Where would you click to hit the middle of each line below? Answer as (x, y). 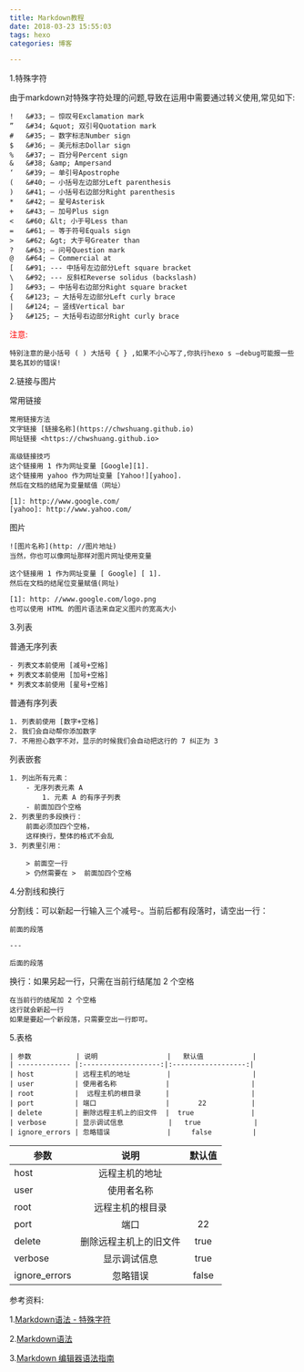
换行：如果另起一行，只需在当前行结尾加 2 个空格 (102, 981)
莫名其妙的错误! (35, 363)
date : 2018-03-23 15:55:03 (61, 26)
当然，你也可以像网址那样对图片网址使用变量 (81, 557)
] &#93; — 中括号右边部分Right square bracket (99, 288)
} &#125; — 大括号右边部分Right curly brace (94, 317)
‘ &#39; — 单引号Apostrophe (65, 173)
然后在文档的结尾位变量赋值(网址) (65, 584)
